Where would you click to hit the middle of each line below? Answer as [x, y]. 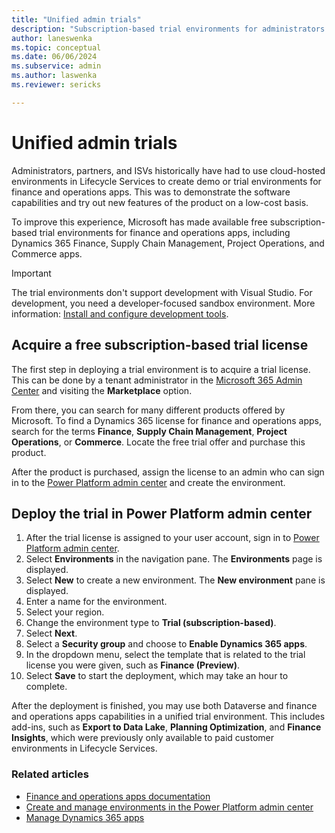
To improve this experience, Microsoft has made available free [139, 222]
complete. [46, 687]
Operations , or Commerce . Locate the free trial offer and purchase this [158, 442]
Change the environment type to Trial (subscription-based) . [151, 623]
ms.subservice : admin [56, 66]
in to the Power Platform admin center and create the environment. [148, 482]
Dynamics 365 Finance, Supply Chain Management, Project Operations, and [168, 243]
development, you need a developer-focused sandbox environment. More [163, 303]
